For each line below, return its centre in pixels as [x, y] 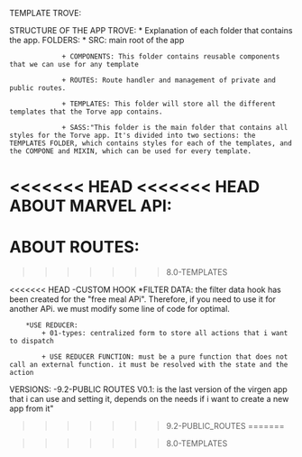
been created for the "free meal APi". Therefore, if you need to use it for [143, 299]
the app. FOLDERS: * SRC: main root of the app [97, 40]
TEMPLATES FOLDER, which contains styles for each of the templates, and [151, 143]
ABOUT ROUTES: [74, 247]
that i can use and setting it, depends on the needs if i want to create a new [149, 399]
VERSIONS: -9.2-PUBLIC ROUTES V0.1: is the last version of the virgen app [149, 389]
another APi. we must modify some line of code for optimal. [119, 309]
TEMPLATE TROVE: [46, 13]
